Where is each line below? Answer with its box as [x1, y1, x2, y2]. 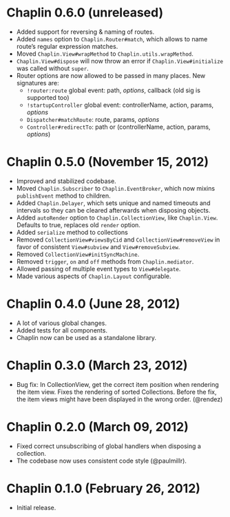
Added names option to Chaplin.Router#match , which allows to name [16, 34, 208, 43]
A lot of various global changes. [16, 319, 107, 327]
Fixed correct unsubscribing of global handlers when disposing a [16, 442, 201, 450]
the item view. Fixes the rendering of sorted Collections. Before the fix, [16, 388, 218, 396]
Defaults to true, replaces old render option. [16, 220, 140, 229]
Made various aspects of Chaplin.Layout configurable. [16, 272, 171, 280]
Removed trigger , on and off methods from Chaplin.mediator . [16, 257, 194, 266]
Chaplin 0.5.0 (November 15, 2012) [6, 154, 209, 170]
